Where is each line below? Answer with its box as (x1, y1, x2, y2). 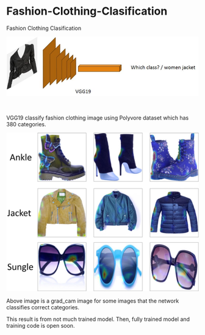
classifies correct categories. (6, 303, 80, 311)
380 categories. (6, 120, 47, 128)
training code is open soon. (6, 322, 75, 329)
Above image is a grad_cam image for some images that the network (6, 297, 179, 304)
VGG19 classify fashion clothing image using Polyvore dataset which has (6, 114, 189, 121)
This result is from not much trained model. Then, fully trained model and (6, 315, 190, 323)
